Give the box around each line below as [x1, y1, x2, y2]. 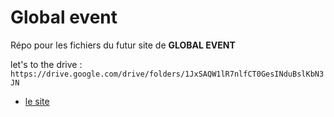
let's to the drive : [10, 58, 83, 70]
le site [24, 95, 50, 107]
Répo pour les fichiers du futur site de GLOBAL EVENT [10, 39, 236, 51]
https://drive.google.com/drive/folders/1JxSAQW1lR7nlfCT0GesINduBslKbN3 [10, 69, 325, 79]
